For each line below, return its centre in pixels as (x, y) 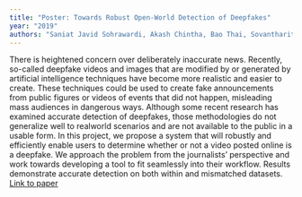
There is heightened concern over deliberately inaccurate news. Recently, (146, 60)
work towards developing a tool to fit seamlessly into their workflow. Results (150, 164)
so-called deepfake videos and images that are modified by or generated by (150, 69)
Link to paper (34, 184)
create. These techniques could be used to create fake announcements (142, 88)
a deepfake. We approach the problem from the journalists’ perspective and (150, 155)
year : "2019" (34, 26)
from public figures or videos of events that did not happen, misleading (141, 98)
